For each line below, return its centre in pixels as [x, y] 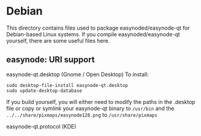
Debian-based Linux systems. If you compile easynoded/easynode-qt [93, 34]
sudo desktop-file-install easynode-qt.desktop [67, 85]
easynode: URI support [50, 60]
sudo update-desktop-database [44, 91]
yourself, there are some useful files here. [58, 40]
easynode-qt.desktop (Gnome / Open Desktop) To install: [78, 74]
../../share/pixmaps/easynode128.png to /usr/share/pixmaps [82, 115]
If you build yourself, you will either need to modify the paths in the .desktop [101, 102]
